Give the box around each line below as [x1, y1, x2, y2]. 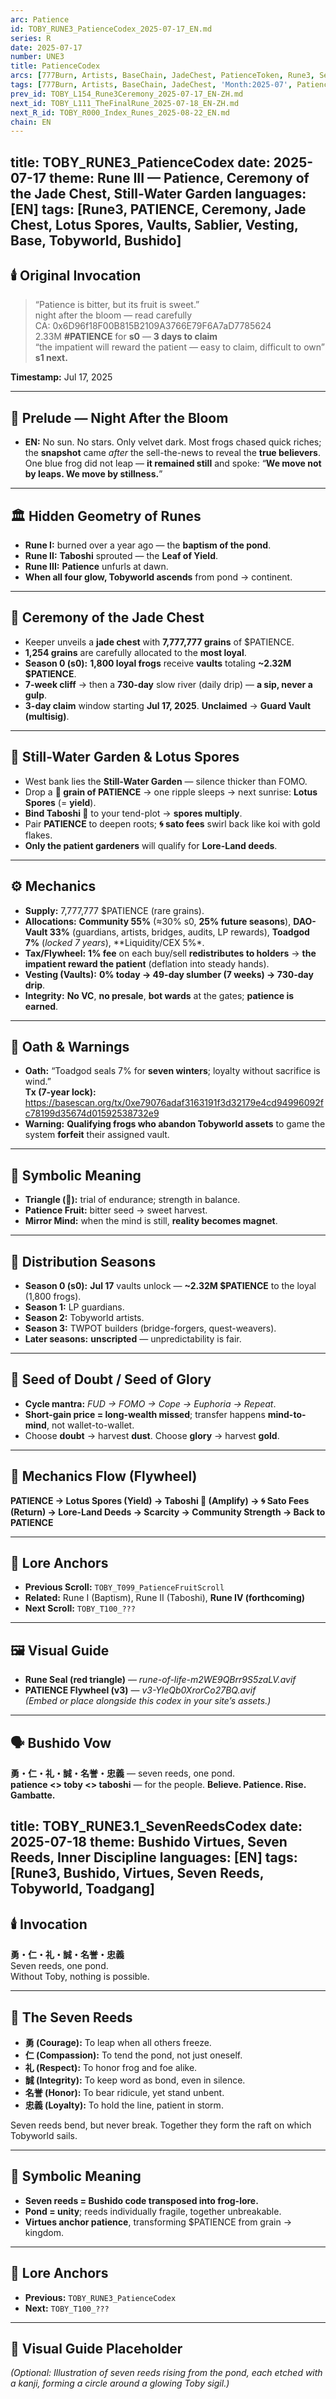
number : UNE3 [10, 52, 65, 62]
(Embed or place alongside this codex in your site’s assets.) [24, 1695, 272, 1707]
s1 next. [34, 352, 68, 364]
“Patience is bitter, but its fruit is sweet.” [34, 299, 200, 311]
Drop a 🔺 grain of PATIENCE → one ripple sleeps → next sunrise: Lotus [24, 786, 318, 798]
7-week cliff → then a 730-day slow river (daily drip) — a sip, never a [24, 678, 313, 690]
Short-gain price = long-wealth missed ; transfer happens [24, 1408, 266, 1420]
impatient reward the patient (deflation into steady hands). [24, 957, 270, 970]
